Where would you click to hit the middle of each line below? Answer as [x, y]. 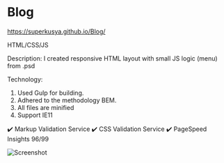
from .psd [21, 65]
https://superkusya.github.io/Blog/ [56, 31]
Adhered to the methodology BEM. [67, 100]
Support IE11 [35, 115]
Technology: [25, 79]
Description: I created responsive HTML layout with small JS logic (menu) [112, 58]
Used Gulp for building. [50, 93]
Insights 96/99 [28, 139]
